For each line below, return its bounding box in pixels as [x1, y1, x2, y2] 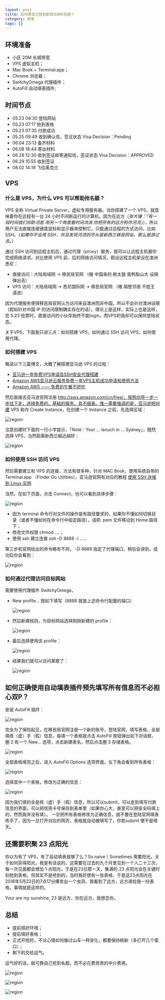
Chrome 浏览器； [12, 73, 48, 79]
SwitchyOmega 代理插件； [12, 79, 66, 85]
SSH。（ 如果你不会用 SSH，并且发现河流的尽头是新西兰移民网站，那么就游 [5, 231, 155, 237]
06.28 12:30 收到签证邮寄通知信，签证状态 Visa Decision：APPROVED [12, 152, 154, 158]
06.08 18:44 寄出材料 [12, 146, 55, 152]
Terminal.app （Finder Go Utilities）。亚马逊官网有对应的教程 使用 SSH [5, 474, 147, 480]
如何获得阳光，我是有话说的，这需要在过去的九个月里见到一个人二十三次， [9, 860, 160, 866]
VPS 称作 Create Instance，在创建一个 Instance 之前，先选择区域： [10, 407, 146, 412]
